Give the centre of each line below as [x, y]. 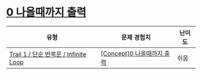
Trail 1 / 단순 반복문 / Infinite [48, 54]
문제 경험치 [136, 37]
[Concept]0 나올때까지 [132, 53]
